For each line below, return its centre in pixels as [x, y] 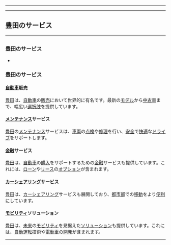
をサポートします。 [30, 138]
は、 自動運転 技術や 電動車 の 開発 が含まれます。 [54, 232]
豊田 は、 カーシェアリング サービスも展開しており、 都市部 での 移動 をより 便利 [85, 194]
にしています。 [21, 200]
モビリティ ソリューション [32, 213]
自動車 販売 [17, 88]
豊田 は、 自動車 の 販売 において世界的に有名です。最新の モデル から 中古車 [81, 100]
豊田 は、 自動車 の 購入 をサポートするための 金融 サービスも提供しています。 [83, 163]
